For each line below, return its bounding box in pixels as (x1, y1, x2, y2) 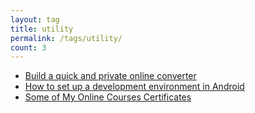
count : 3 (10, 42, 47, 53)
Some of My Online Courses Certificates (24, 91, 192, 103)
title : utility (10, 24, 74, 34)
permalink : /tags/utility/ (10, 33, 123, 43)
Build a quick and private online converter (24, 70, 197, 82)
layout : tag (10, 14, 60, 25)
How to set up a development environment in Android (24, 81, 245, 93)
